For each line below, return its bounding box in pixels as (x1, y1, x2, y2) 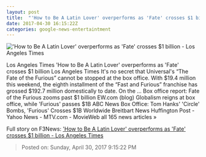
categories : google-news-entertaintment (6, 26, 112, 33)
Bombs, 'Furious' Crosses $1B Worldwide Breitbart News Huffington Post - (6, 107, 195, 114)
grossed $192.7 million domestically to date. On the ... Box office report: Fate (6, 87, 200, 95)
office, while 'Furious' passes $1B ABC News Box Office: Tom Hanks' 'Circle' (6, 101, 200, 108)
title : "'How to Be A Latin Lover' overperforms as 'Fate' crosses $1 (6, 15, 193, 21)
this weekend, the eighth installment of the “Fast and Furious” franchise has (6, 81, 198, 88)
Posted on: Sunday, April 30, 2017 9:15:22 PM (21, 144, 137, 151)
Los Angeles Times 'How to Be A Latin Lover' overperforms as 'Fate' (6, 61, 179, 69)
